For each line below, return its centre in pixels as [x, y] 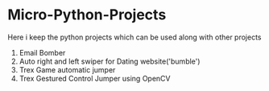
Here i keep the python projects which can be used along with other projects [135, 37]
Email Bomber [42, 52]
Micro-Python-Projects [87, 15]
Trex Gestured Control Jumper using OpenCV [95, 78]
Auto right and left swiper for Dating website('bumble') [110, 61]
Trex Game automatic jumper [67, 69]
